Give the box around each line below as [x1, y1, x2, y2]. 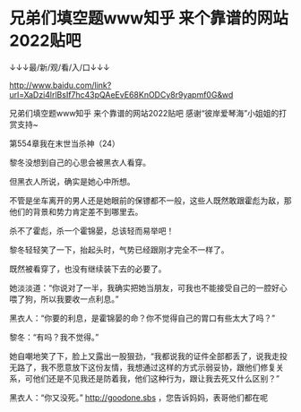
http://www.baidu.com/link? [9, 80, 112, 90]
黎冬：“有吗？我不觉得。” [9, 331, 99, 342]
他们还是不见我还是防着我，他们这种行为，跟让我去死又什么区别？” [32, 373, 280, 383]
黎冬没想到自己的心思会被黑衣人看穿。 [9, 157, 150, 167]
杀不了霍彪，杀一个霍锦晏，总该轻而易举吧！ [9, 225, 175, 236]
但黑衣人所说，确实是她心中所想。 [9, 176, 135, 186]
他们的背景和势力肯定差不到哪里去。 [9, 206, 143, 217]
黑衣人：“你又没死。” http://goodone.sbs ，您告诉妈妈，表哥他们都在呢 [9, 391, 269, 403]
